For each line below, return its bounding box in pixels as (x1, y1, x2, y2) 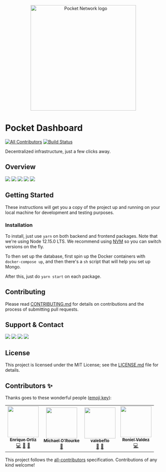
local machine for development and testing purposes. (5, 209, 114, 215)
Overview (5, 163, 36, 171)
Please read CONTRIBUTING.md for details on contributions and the (5, 301, 145, 307)
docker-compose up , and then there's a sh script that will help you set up (5, 258, 151, 265)
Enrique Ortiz (9, 437, 37, 443)
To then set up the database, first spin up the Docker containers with (5, 253, 145, 259)
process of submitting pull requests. (5, 306, 79, 312)
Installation (5, 222, 33, 229)
